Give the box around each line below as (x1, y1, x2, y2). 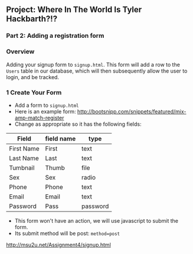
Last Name (9, 154, 40, 162)
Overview (6, 47, 35, 56)
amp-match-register (14, 114, 64, 121)
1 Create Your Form (6, 88, 62, 96)
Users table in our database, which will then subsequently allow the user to (6, 67, 188, 74)
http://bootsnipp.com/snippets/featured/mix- (77, 108, 187, 115)
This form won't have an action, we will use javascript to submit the (14, 217, 179, 224)
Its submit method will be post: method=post (14, 230, 120, 237)
